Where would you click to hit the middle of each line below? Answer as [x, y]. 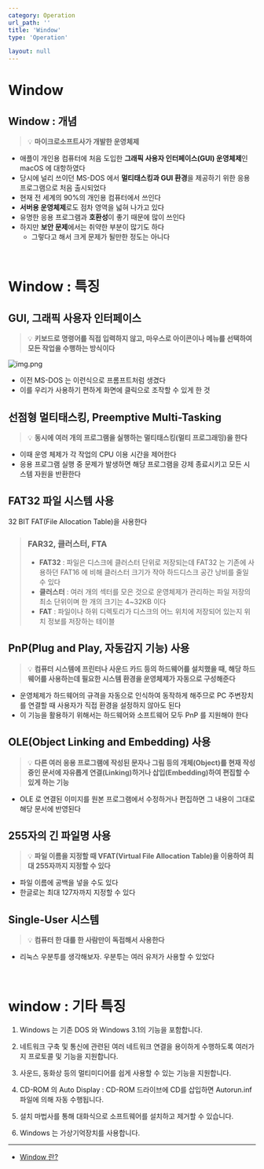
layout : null [29, 52]
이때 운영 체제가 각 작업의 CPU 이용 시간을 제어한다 [98, 454]
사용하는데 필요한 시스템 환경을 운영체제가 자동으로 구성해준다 [142, 678]
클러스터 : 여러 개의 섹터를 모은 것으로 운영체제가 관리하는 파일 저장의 [145, 592]
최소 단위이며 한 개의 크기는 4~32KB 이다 [103, 602]
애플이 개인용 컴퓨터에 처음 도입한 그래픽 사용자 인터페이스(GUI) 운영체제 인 [134, 159]
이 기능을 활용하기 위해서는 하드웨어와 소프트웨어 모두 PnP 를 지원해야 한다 [134, 715]
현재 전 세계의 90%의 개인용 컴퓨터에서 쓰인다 [90, 198]
